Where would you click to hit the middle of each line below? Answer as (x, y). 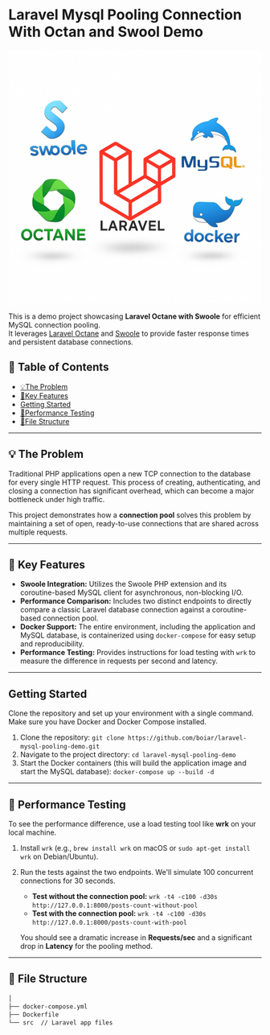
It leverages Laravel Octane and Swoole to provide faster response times (129, 333)
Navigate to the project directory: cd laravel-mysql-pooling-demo (128, 755)
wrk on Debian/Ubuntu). (59, 856)
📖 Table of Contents (59, 367)
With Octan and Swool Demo (106, 32)
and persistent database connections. (71, 342)
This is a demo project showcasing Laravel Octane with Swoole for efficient (135, 316)
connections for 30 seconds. (67, 880)
